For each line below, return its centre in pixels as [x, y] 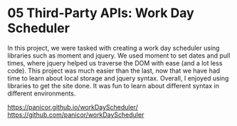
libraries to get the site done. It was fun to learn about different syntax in [113, 85]
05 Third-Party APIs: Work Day [101, 13]
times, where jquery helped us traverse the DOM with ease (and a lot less [115, 63]
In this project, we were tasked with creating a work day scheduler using [114, 48]
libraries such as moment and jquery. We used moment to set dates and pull [119, 56]
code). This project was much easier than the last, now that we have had [114, 70]
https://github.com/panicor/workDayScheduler [76, 115]
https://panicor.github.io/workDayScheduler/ [73, 107]
